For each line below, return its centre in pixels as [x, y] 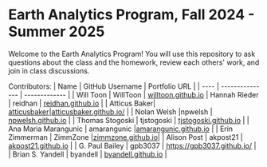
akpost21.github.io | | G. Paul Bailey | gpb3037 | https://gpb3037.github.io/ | [132, 145]
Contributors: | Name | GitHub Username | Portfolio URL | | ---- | [114, 86]
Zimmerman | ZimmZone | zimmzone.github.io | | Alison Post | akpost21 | [126, 137]
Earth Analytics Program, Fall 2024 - [132, 15]
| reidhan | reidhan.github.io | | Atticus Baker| [82, 103]
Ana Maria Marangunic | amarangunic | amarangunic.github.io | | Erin [121, 129]
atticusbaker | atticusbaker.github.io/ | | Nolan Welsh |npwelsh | [110, 111]
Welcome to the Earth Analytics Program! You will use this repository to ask [132, 54]
